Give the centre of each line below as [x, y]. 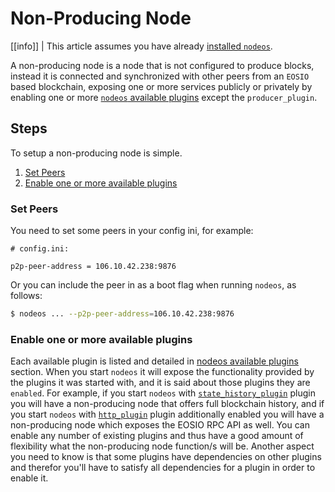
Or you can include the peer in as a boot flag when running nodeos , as [153, 285]
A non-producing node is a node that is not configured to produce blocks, [162, 65]
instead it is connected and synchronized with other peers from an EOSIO [160, 76]
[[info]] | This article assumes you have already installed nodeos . [141, 46]
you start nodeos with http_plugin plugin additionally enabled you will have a [167, 414]
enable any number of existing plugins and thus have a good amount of [157, 436]
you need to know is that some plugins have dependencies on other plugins [166, 457]
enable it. [29, 478]
